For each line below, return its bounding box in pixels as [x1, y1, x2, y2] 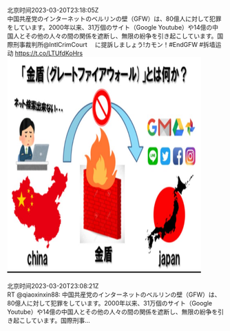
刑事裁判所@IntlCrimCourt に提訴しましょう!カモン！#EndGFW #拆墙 [12, 41, 216, 48]
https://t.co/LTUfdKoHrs [14, 49, 83, 57]
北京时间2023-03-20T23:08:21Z [7, 282, 99, 290]
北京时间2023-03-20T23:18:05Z [7, 6, 99, 14]
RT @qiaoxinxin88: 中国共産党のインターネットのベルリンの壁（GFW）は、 [7, 290, 221, 299]
